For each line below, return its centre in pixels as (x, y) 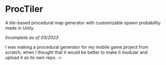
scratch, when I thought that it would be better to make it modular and (76, 52)
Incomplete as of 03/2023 (32, 37)
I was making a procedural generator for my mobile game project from (77, 47)
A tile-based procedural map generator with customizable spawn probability (83, 23)
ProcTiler (24, 9)
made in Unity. (20, 28)
